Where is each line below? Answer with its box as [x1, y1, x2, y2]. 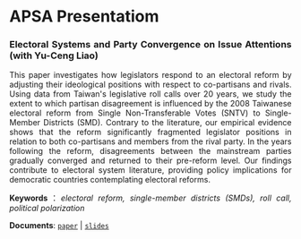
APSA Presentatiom [9, 6, 159, 27]
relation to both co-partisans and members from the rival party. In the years [9, 136, 292, 147]
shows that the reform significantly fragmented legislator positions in [9, 127, 292, 138]
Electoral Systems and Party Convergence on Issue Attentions [9, 38, 292, 51]
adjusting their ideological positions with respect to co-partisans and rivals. [9, 79, 292, 90]
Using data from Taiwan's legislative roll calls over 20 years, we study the [9, 89, 292, 99]
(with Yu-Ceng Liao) [9, 49, 99, 62]
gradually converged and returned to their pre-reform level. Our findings [9, 155, 292, 166]
